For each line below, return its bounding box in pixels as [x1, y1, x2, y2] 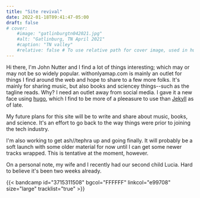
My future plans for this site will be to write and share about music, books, [6, 113, 188, 120]
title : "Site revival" [6, 8, 62, 15]
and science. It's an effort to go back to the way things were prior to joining [6, 119, 191, 126]
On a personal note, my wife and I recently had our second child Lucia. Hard [6, 161, 193, 168]
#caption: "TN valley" [17, 42, 73, 48]
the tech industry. [6, 125, 49, 132]
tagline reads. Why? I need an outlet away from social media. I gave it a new [6, 88, 192, 95]
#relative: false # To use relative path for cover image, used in [17, 47, 187, 53]
